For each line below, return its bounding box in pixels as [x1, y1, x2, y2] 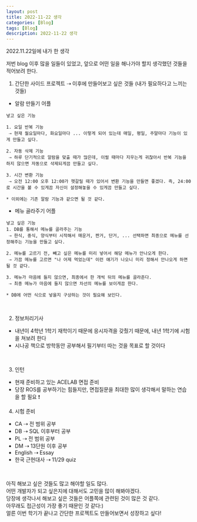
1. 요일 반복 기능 [6, 125, 44, 130]
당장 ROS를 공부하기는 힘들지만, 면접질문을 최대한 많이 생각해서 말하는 [14, 386, 176, 393]
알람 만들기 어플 [14, 100, 51, 107]
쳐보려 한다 [21, 335, 46, 342]
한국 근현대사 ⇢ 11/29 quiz [14, 456, 76, 464]
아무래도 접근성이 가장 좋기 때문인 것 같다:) [6, 503, 104, 510]
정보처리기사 [14, 315, 44, 322]
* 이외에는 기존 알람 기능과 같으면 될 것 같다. [6, 196, 105, 203]
